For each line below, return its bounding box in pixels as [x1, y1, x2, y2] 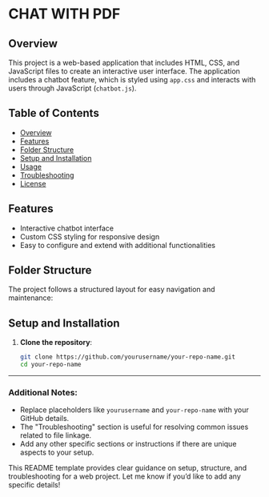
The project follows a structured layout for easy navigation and [8, 285, 215, 295]
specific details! [8, 480, 61, 490]
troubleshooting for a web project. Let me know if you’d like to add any [8, 471, 242, 481]
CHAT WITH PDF [8, 5, 121, 23]
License [19, 178, 46, 188]
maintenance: [8, 293, 54, 303]
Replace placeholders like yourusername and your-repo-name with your [19, 405, 250, 415]
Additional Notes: [8, 387, 78, 398]
